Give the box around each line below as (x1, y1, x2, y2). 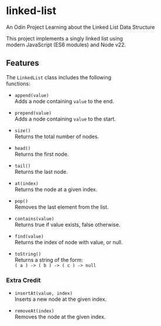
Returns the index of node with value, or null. (14, 238, 123, 246)
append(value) (14, 92, 49, 98)
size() (14, 127, 31, 133)
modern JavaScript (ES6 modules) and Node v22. (6, 41, 126, 48)
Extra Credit (6, 276, 41, 284)
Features (6, 58, 39, 68)
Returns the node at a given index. (14, 186, 98, 193)
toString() (14, 251, 42, 257)
